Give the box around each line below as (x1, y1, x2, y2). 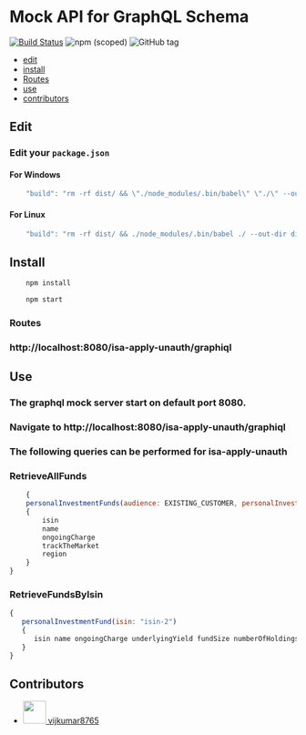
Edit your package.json (9, 147, 110, 159)
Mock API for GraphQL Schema (9, 6, 250, 27)
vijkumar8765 (47, 715, 100, 726)
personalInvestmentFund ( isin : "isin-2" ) (21, 618, 178, 627)
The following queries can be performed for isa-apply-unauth (9, 444, 288, 457)
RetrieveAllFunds (9, 469, 87, 482)
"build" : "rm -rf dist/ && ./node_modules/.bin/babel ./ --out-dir (25, 230, 287, 239)
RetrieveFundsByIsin (9, 587, 104, 600)
